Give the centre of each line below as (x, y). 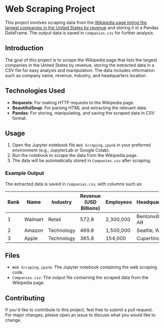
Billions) (90, 208)
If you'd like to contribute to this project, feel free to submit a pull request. (79, 310)
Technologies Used (35, 91)
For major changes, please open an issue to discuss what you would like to (80, 315)
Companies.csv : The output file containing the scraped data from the (80, 278)
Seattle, (145, 230)
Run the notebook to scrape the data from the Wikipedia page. (75, 155)
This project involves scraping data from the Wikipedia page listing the (76, 22)
